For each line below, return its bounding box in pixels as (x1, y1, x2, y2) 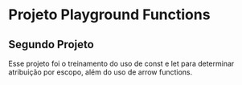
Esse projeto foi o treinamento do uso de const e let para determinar (8, 59, 235, 68)
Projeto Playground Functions (8, 6, 211, 24)
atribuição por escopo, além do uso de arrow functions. (8, 67, 193, 77)
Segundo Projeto (8, 38, 94, 51)
